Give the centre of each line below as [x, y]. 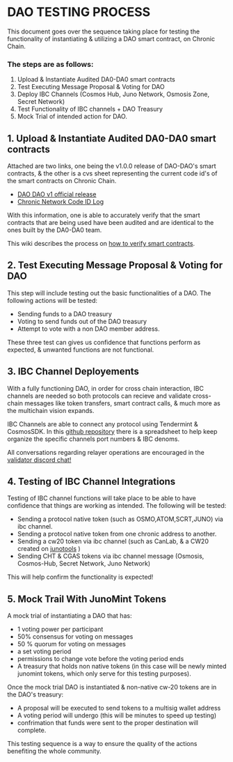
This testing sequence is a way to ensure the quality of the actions [102, 744]
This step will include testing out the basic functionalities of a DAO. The [109, 293]
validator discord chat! [39, 460]
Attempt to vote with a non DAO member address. [88, 329]
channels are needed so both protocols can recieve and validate [99, 396]
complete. [32, 730]
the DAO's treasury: [35, 694]
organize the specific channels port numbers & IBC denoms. [93, 439]
